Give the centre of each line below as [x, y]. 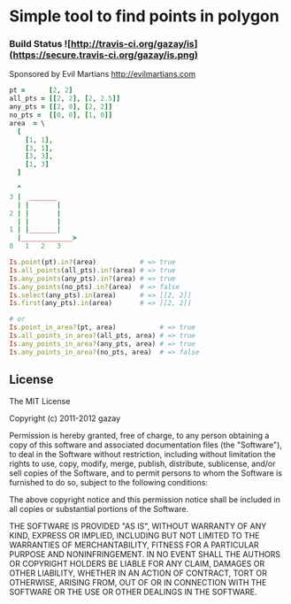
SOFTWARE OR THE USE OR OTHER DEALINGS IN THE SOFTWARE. [133, 592]
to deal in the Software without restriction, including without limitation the [142, 454]
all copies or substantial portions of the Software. [99, 508]
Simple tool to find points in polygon [145, 16]
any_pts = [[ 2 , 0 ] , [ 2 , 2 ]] [61, 107]
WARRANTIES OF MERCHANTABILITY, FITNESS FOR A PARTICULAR [134, 545]
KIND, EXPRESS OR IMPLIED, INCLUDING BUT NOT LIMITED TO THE [134, 535]
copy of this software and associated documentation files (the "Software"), [146, 445]
